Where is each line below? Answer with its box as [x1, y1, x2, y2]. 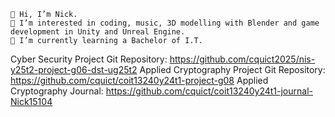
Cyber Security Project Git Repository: [10, 53, 168, 65]
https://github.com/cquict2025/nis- [169, 53, 316, 65]
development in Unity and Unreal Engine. [10, 27, 186, 37]
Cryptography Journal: [10, 85, 104, 97]
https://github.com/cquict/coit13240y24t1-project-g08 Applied [10, 75, 269, 86]
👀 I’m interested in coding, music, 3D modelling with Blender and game [10, 18, 320, 28]
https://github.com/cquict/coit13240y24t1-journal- [105, 85, 313, 97]
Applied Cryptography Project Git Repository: [139, 64, 326, 75]
